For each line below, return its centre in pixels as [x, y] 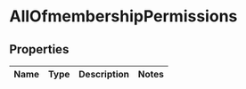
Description [104, 74]
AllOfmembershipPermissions [123, 16]
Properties [39, 49]
